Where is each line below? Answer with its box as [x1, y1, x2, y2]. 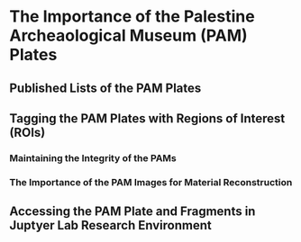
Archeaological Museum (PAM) [9, 25, 248, 46]
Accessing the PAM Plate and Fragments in [9, 204, 256, 220]
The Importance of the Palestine [9, 6, 255, 27]
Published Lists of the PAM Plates [9, 80, 202, 95]
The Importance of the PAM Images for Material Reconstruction [9, 175, 293, 188]
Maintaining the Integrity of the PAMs [9, 151, 178, 164]
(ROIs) [9, 124, 46, 140]
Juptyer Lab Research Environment [9, 218, 212, 233]
